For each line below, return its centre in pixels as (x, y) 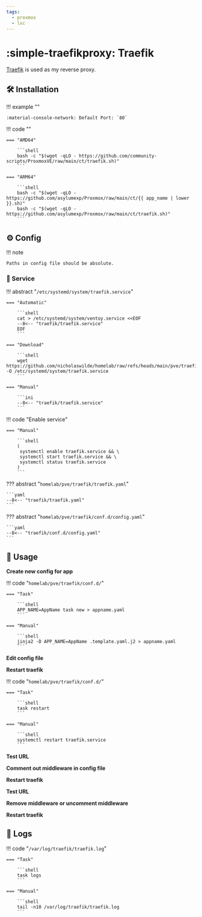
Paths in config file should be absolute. (60, 263)
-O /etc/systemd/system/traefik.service (58, 372)
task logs (29, 875)
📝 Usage (22, 557)
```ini (25, 398)
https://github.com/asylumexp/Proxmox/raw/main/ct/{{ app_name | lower (98, 198)
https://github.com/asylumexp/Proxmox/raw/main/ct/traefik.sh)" (88, 214)
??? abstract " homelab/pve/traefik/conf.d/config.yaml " (76, 517)
